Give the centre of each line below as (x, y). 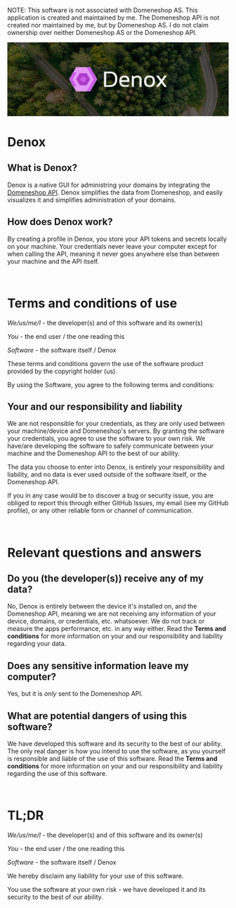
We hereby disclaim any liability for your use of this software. (96, 876)
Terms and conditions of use (92, 303)
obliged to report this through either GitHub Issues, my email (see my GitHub (118, 503)
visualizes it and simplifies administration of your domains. (92, 200)
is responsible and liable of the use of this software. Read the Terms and (112, 759)
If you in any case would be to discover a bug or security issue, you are (111, 495)
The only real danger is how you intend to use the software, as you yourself (117, 751)
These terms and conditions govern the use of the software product (105, 363)
